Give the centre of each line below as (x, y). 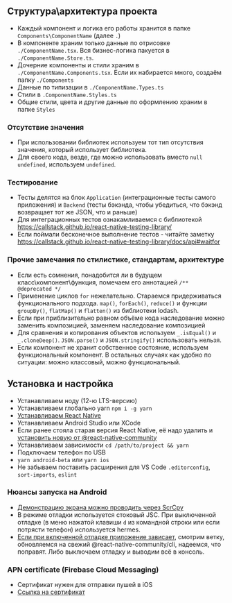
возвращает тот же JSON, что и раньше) (77, 212)
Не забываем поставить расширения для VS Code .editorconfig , (114, 467)
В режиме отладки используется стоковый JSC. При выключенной (117, 515)
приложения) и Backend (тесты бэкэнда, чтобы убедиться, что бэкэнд (120, 205)
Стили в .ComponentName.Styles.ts (67, 94)
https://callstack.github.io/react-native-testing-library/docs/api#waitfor (118, 241)
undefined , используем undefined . (66, 164)
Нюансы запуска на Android (57, 492)
